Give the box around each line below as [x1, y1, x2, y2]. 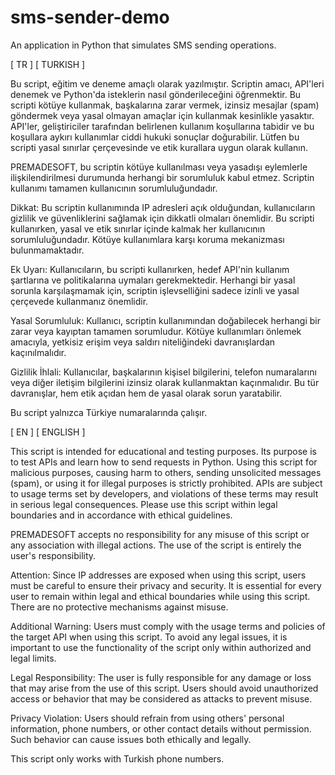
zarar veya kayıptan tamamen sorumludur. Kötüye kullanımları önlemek [10, 325, 302, 337]
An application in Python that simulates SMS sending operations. [10, 39, 277, 51]
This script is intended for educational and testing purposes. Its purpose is [10, 445, 317, 457]
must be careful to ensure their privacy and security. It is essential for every [10, 579, 322, 591]
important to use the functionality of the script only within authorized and [10, 641, 312, 653]
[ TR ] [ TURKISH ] [10, 58, 86, 70]
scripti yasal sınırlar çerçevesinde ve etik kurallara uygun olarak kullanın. [10, 141, 309, 153]
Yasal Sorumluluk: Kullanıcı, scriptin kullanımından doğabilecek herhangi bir [10, 314, 321, 326]
